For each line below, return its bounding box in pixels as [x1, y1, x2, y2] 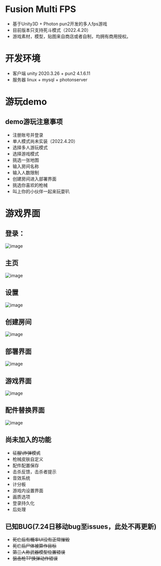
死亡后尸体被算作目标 [12, 543, 56, 549]
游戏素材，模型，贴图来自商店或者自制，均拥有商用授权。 [12, 33, 131, 39]
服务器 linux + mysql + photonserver [12, 76, 87, 82]
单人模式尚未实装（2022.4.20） [12, 138, 78, 144]
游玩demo [5, 96, 47, 107]
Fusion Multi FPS [5, 4, 76, 15]
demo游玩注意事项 [5, 118, 63, 126]
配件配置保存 [12, 462, 39, 468]
